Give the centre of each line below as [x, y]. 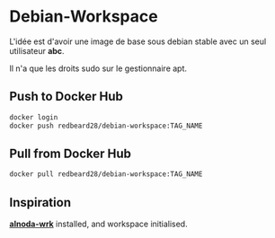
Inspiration [40, 203]
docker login [34, 117]
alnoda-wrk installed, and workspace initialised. [98, 224]
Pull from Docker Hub [71, 153]
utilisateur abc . [37, 50]
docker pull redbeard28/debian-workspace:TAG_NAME [106, 174]
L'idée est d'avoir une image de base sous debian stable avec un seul [138, 41]
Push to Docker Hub [66, 97]
